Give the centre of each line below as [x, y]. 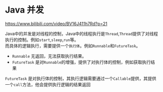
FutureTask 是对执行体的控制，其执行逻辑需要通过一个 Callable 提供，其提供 [81, 78]
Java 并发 [25, 10]
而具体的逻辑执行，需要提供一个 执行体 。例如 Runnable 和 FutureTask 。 [73, 46]
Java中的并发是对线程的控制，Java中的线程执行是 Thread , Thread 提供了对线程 [81, 33]
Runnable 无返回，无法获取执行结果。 [49, 56]
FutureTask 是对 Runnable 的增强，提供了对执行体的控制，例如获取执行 [81, 62]
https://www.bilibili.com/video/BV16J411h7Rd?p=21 [56, 23]
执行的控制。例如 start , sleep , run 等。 [42, 40]
